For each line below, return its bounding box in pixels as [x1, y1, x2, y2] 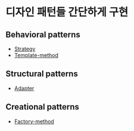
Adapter [14, 85, 35, 92]
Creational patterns [5, 102, 80, 112]
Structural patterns [5, 69, 78, 79]
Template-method [14, 52, 59, 58]
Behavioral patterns [5, 29, 81, 39]
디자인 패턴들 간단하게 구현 [5, 5, 129, 19]
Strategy [14, 45, 36, 52]
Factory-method [14, 117, 54, 125]
